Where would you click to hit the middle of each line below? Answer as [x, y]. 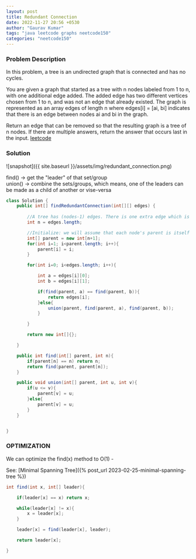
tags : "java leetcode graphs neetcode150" [59, 33]
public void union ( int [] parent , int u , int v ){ [77, 383]
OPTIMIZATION [28, 446]
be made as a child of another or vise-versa [59, 190]
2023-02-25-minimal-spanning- [147, 470]
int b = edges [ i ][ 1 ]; [64, 282]
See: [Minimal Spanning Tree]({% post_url [56, 470]
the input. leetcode [29, 138]
